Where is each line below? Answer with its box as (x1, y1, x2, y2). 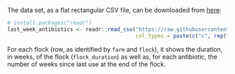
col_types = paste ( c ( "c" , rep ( (135, 32, 227, 39)
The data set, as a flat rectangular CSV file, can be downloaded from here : (7, 6, 222, 14)
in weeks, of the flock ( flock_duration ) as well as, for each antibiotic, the (7, 52, 218, 61)
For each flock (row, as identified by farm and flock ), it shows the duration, (7, 45, 223, 53)
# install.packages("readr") (7, 20, 92, 27)
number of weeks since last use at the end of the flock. (7, 59, 166, 68)
